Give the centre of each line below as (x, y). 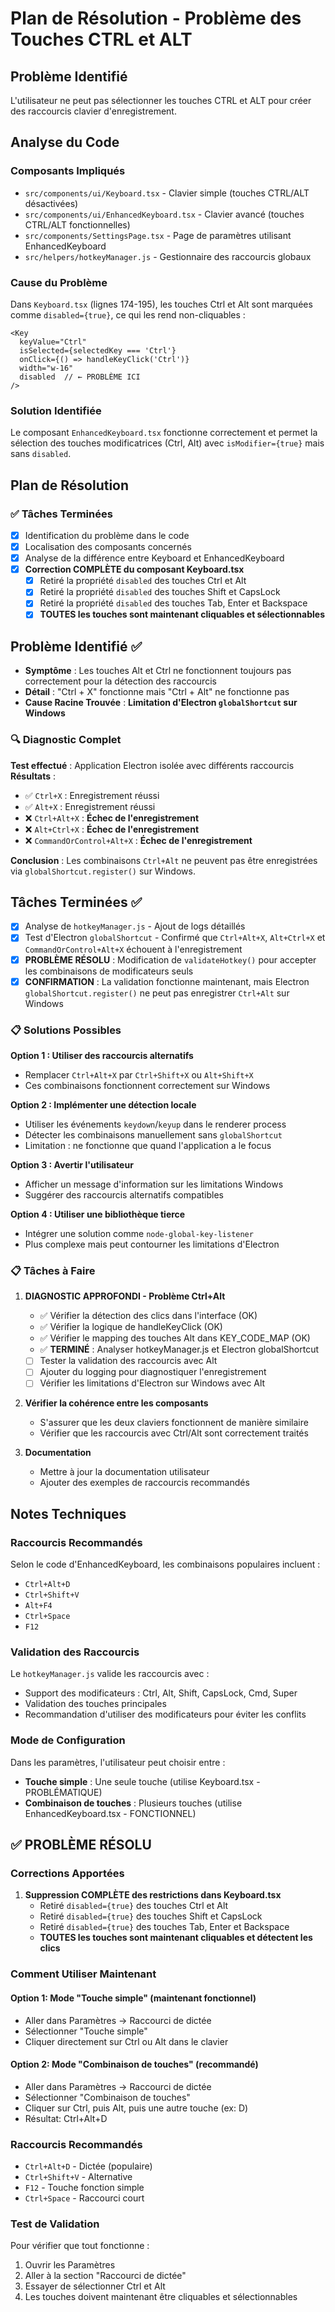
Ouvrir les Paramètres (70, 2265)
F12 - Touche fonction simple (84, 2188)
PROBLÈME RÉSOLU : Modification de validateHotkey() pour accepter (170, 959)
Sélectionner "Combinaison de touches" (107, 2097)
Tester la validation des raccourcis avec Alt (128, 1361)
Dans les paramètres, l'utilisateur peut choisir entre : (118, 1762)
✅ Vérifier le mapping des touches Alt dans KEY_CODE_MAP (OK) (175, 1338)
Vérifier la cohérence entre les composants (116, 1403)
